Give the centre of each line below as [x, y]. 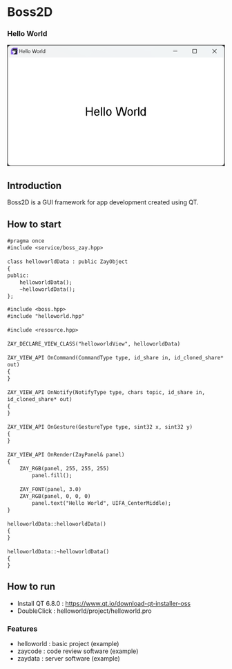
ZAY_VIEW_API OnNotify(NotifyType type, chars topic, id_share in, [106, 393]
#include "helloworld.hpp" [46, 316]
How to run [31, 587]
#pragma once [26, 241]
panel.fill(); [52, 476]
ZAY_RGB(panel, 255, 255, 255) [65, 469]
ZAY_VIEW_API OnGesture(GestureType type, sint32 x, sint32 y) [100, 427]
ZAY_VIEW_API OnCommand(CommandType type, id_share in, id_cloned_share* [116, 358]
